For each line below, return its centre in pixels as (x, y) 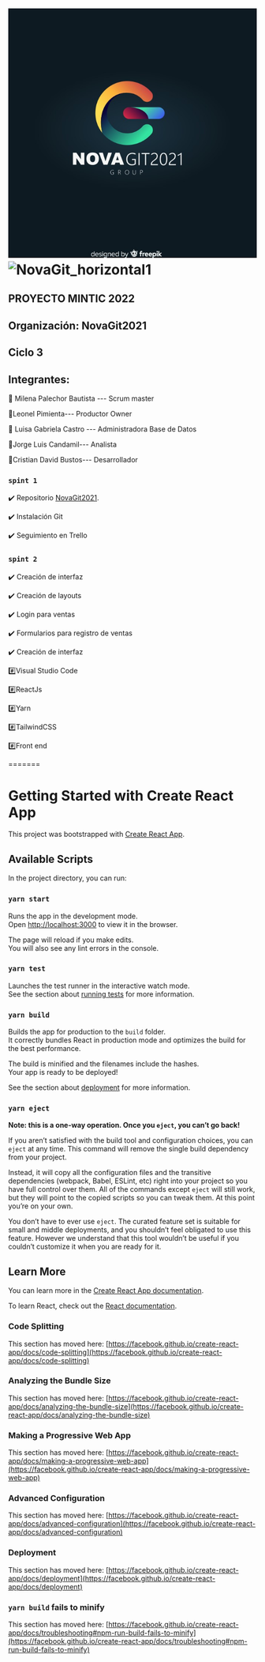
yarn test (27, 969)
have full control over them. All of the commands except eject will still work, (132, 1189)
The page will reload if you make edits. (71, 940)
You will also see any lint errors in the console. (84, 948)
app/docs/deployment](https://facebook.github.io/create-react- (112, 1578)
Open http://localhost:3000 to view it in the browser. (93, 924)
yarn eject (29, 1109)
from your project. (37, 1157)
